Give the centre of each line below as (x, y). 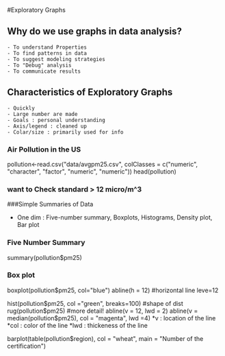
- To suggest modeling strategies (56, 59)
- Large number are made (42, 114)
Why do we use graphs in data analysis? (95, 31)
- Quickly (21, 108)
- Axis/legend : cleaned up (47, 126)
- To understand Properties (47, 47)
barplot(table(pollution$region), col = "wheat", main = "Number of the (105, 338)
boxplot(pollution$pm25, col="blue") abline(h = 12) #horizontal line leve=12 (113, 290)
